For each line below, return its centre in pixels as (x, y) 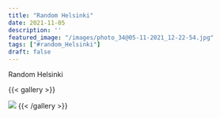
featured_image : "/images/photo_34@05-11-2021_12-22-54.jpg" (111, 37)
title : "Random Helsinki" (51, 15)
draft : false (30, 52)
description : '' (35, 30)
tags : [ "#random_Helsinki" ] (55, 45)
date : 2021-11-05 (37, 23)
